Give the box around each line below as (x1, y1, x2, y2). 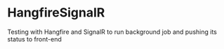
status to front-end (7, 35, 62, 43)
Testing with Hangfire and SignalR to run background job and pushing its (7, 28, 218, 36)
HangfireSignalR (7, 5, 105, 21)
